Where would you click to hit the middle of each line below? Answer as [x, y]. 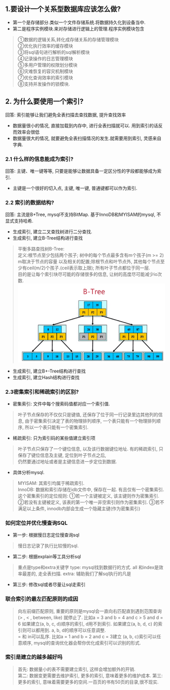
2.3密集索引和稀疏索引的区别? [42, 392]
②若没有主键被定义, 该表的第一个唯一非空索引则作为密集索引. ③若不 [91, 502]
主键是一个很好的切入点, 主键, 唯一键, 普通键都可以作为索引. [75, 188]
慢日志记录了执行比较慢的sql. [48, 546]
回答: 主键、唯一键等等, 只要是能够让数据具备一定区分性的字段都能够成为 [81, 171]
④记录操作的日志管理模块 [45, 58]
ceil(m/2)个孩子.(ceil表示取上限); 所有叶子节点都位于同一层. [89, 268]
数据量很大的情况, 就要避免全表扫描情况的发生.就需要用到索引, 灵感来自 [87, 138]
